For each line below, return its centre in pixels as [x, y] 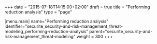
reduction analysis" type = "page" [38, 12]
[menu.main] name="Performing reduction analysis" [57, 21]
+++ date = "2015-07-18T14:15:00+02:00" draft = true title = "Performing [77, 7]
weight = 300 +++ [95, 36]
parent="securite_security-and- [121, 31]
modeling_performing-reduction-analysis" [46, 31]
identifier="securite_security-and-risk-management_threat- [64, 26]
